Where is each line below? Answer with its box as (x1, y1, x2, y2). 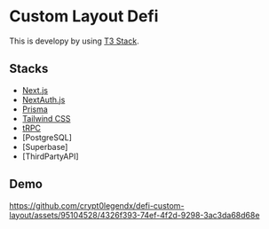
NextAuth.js (21, 94, 66, 105)
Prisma (21, 104, 49, 114)
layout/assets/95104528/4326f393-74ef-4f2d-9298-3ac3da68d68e (9, 209, 260, 220)
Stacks (9, 61, 49, 76)
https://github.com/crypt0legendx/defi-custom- (9, 200, 185, 210)
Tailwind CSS (21, 113, 71, 123)
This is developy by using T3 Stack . (9, 36, 139, 46)
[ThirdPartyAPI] (21, 151, 79, 162)
